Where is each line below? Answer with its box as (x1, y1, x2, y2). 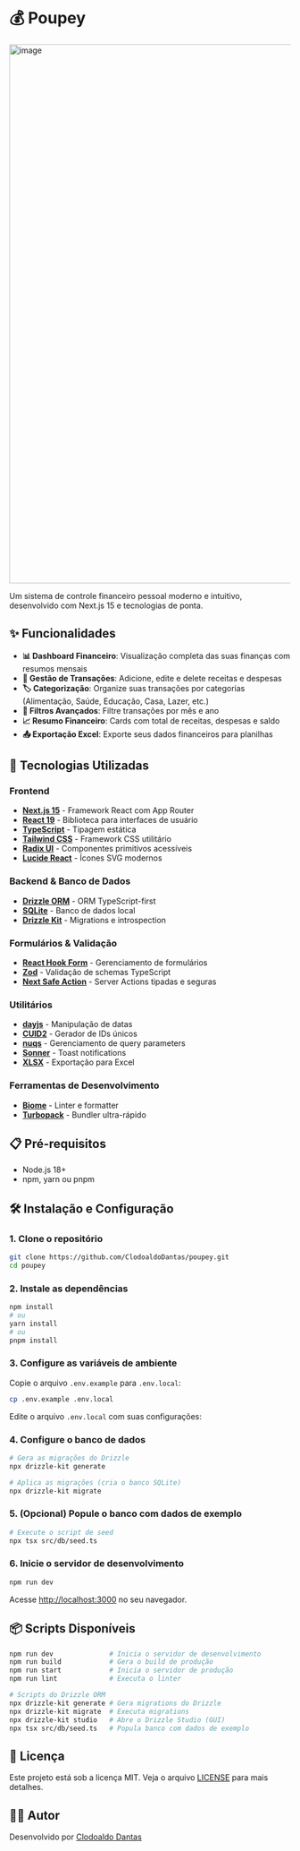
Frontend (9, 785, 50, 798)
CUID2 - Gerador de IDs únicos (21, 1028, 138, 1040)
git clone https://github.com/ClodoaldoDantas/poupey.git (9, 1253, 229, 1262)
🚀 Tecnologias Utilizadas (9, 758, 149, 774)
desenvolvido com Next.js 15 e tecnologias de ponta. (9, 600, 204, 611)
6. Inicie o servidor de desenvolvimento (9, 1557, 185, 1570)
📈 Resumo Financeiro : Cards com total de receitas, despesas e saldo (21, 715, 280, 726)
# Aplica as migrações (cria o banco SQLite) (9, 1478, 181, 1487)
